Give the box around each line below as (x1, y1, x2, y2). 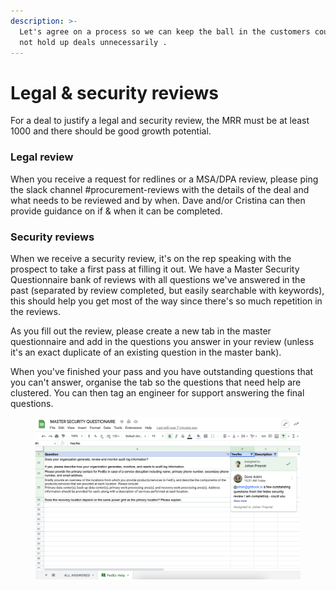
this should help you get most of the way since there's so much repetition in (10, 295, 323, 307)
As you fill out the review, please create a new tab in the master (10, 325, 272, 337)
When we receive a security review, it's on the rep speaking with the (10, 252, 292, 264)
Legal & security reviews (10, 81, 219, 104)
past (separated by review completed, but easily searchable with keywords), (10, 284, 325, 296)
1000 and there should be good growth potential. (10, 125, 212, 137)
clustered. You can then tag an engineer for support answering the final (10, 386, 305, 399)
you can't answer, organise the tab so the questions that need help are (10, 376, 302, 388)
